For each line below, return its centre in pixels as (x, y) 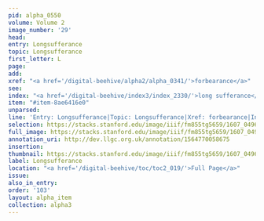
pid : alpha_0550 (35, 15)
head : (17, 37)
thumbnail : (26, 154)
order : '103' (29, 190)
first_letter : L (35, 60)
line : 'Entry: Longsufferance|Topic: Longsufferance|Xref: (107, 118)
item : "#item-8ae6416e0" (49, 103)
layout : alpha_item (40, 197)
